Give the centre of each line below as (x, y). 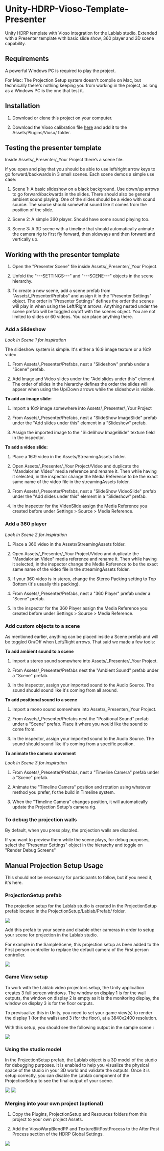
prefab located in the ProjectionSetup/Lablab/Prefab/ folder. (66, 911)
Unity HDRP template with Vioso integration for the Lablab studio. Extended (81, 33)
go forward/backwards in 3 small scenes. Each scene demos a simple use (80, 174)
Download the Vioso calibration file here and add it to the (70, 127)
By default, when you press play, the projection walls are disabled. (72, 830)
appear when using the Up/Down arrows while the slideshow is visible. (83, 389)
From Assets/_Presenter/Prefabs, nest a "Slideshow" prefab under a (81, 364)
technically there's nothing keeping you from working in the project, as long (81, 85)
